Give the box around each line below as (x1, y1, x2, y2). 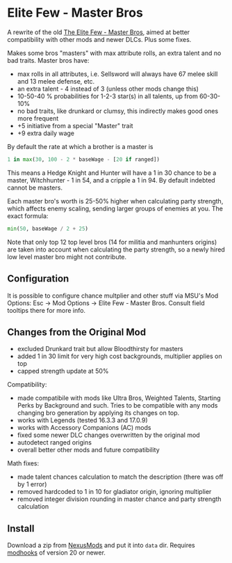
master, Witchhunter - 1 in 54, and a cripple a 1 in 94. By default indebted (7, 176, 215, 184)
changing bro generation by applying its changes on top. (17, 409, 180, 417)
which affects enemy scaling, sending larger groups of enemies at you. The (7, 204, 224, 213)
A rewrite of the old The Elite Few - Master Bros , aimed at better (7, 28, 190, 36)
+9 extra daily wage (17, 129, 75, 137)
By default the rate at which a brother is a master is (7, 142, 154, 151)
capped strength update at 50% (17, 367, 109, 376)
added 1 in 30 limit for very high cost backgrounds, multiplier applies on (17, 352, 222, 360)
